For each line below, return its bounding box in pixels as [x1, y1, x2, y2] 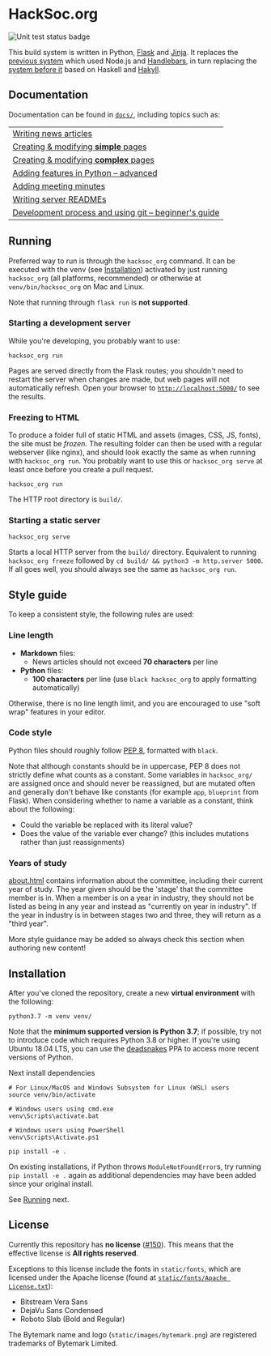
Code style [8, 727, 53, 738]
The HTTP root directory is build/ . [8, 495, 124, 505]
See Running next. [8, 1194, 70, 1204]
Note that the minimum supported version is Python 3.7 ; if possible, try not [8, 1026, 262, 1036]
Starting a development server [8, 318, 131, 329]
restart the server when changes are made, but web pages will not [8, 374, 231, 384]
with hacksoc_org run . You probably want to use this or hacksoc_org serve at [8, 456, 263, 466]
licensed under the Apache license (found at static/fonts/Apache [8, 1273, 227, 1282]
